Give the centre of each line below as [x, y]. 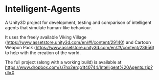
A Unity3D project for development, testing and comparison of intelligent [78, 22]
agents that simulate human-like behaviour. [48, 27]
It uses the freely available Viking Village [46, 37]
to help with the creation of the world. [43, 53]
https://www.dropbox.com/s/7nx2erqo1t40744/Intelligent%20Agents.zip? [79, 67]
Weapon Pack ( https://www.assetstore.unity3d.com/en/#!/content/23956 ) [80, 47]
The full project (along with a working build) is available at [63, 62]
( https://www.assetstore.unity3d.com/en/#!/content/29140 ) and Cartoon [78, 42]
